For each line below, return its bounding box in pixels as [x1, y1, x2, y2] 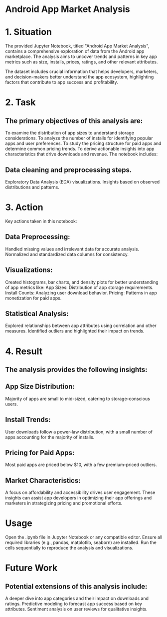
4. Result [5, 345, 43, 357]
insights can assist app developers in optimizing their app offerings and [5, 495, 152, 501]
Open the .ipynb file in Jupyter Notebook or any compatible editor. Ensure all [5, 534, 163, 540]
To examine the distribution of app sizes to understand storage [5, 130, 135, 136]
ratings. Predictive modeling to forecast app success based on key [5, 601, 142, 607]
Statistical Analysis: [5, 309, 69, 318]
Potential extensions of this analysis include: [5, 582, 148, 590]
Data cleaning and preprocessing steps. [5, 165, 132, 174]
